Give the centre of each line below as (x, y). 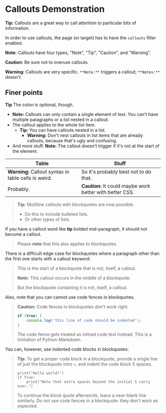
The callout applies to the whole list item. (54, 124)
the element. (25, 151)
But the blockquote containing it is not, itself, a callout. (72, 287)
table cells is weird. (30, 178)
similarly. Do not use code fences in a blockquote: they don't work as (87, 401)
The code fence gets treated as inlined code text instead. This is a (84, 334)
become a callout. (23, 234)
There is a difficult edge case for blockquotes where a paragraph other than (82, 253)
